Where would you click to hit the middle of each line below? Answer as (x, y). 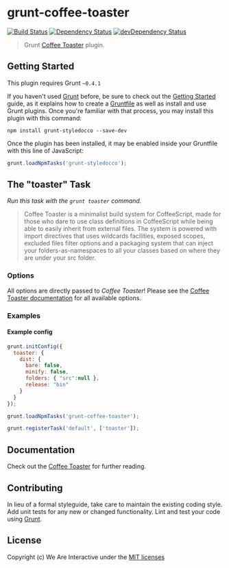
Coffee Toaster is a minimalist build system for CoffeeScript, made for (122, 214)
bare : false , (44, 366)
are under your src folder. (60, 258)
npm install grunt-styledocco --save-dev (67, 131)
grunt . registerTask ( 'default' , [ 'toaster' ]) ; (73, 429)
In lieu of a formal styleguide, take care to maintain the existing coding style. (115, 504)
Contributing (35, 488)
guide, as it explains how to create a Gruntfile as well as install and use (107, 103)
